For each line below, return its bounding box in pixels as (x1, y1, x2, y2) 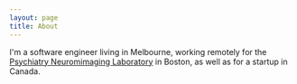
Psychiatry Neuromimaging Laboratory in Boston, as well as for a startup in (9, 56, 288, 67)
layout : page (9, 13, 59, 23)
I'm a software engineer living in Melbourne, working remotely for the (9, 46, 267, 57)
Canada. (9, 65, 41, 77)
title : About (9, 22, 59, 31)
